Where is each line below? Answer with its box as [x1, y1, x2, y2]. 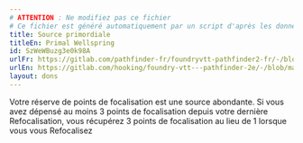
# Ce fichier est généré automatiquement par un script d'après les [9, 22, 272, 31]
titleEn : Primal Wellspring [9, 38, 115, 48]
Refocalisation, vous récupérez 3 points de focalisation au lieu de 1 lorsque [9, 115, 287, 126]
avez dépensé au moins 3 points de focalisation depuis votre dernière [9, 105, 269, 117]
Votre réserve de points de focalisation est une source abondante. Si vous [9, 96, 284, 107]
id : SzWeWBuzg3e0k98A [9, 47, 91, 56]
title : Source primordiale [9, 30, 111, 39]
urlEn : [9, 64, 34, 73]
